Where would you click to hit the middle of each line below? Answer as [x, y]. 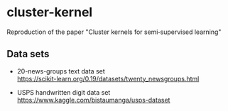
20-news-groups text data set [61, 71]
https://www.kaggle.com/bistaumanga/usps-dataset [93, 100]
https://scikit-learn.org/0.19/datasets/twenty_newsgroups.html [108, 78]
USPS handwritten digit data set [64, 92]
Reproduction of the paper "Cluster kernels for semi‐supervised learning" [114, 32]
